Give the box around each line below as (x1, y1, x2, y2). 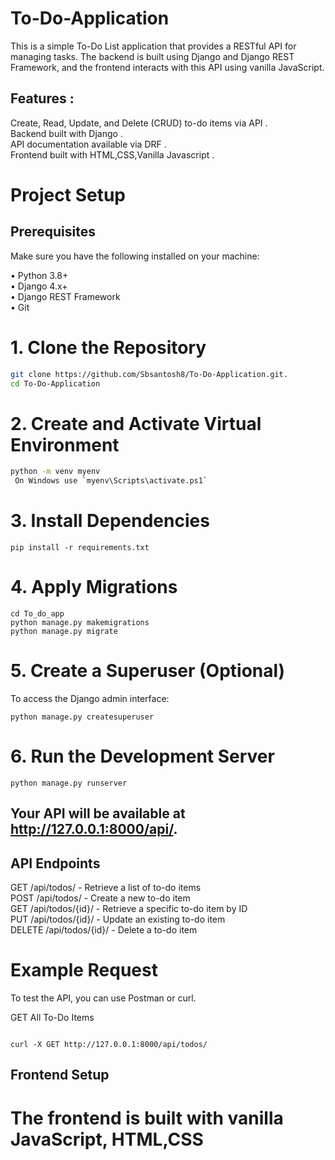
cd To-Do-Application (10, 378, 101, 389)
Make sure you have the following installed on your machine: (10, 250, 260, 262)
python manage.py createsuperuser (10, 712, 155, 722)
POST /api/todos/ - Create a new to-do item (10, 892, 191, 904)
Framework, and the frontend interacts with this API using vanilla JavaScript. (10, 61, 325, 73)
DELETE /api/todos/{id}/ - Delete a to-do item (10, 924, 198, 936)
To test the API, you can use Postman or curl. (10, 992, 197, 1004)
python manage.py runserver (10, 778, 128, 788)
